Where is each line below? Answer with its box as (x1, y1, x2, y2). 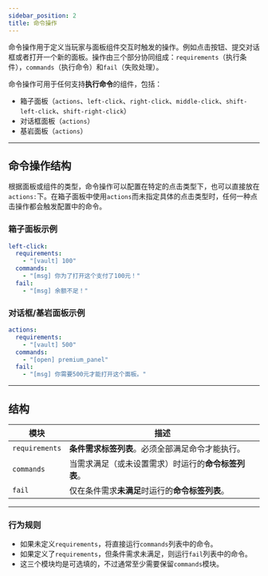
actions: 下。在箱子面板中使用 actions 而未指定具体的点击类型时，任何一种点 (8, 192, 258, 201)
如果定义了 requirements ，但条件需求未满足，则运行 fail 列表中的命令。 (19, 549, 253, 559)
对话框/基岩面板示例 (8, 307, 85, 318)
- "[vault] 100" (22, 257, 77, 265)
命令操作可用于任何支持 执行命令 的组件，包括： (8, 79, 162, 89)
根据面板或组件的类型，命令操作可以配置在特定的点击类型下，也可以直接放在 (8, 181, 260, 192)
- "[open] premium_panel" (22, 356, 109, 363)
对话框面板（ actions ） (19, 116, 94, 125)
